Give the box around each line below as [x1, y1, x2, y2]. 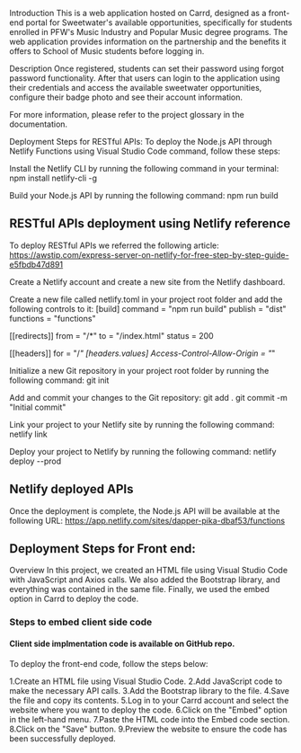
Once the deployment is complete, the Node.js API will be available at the [9, 505, 280, 516]
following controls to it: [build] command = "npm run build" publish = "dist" [9, 303, 287, 314]
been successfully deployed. [9, 732, 117, 744]
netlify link [9, 429, 48, 439]
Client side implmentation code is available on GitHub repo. [9, 638, 235, 649]
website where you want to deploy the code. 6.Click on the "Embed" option [9, 704, 288, 715]
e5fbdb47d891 [9, 259, 64, 270]
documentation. [9, 119, 68, 129]
